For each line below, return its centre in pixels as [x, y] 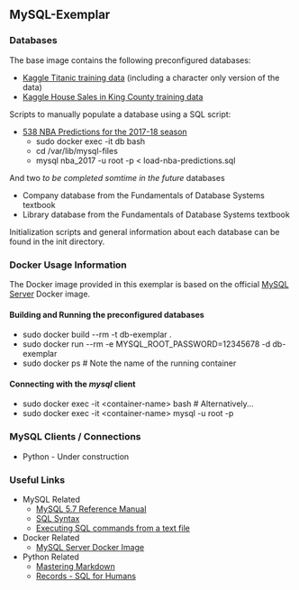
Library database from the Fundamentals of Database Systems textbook [156, 214]
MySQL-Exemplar [60, 15]
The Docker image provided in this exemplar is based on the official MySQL [149, 284]
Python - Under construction [76, 456]
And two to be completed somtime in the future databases [117, 177]
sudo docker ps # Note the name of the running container [129, 363]
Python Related [50, 557]
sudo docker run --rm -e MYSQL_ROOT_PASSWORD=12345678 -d [146, 344]
